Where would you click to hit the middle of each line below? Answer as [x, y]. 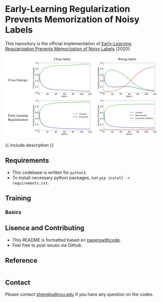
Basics [13, 212]
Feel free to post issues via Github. [47, 245]
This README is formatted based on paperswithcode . [67, 240]
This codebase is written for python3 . [49, 172]
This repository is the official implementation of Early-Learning [68, 43]
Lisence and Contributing [45, 228]
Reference [21, 261]
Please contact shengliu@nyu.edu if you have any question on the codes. [79, 294]
